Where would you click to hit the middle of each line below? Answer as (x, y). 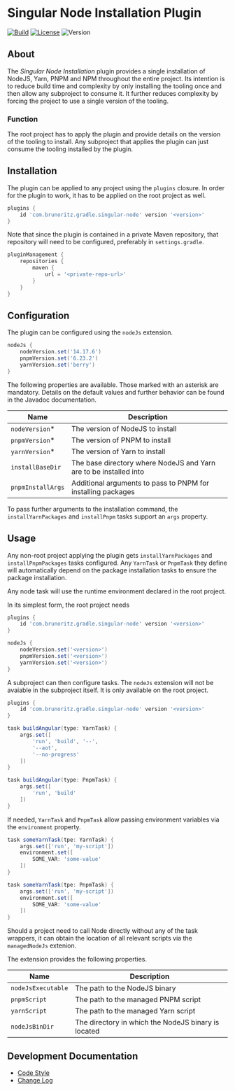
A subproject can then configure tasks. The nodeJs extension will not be (111, 682)
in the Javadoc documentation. (52, 400)
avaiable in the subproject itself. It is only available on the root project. (108, 690)
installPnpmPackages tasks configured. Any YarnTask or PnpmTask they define (117, 563)
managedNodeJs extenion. (42, 945)
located (87, 1032)
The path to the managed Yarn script (135, 1011)
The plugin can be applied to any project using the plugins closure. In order (116, 188)
